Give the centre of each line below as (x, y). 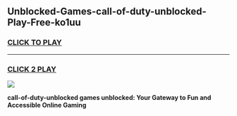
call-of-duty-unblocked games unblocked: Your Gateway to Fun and (109, 97)
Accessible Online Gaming (47, 105)
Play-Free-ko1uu (44, 23)
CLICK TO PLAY (35, 43)
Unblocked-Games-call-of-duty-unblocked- (107, 12)
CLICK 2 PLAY (32, 69)
